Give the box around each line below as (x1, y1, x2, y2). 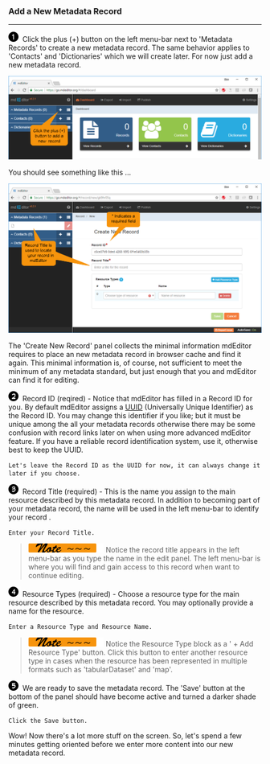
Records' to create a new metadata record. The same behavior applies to (8, 43, 251, 53)
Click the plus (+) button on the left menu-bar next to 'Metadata (22, 35, 233, 44)
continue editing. (27, 571, 84, 581)
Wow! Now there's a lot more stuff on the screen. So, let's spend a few (8, 731, 243, 741)
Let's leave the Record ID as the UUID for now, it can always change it (8, 462, 261, 470)
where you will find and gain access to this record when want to (27, 562, 239, 572)
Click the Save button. (8, 717, 88, 725)
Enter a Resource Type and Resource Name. (8, 623, 153, 631)
